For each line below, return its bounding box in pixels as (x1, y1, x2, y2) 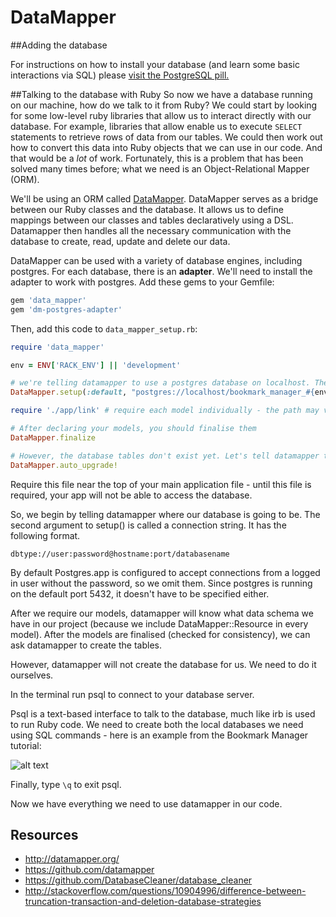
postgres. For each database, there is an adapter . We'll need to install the (10, 265, 313, 277)
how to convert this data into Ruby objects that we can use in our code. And (10, 141, 323, 153)
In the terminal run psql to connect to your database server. (10, 688, 255, 700)
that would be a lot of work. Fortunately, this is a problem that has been (10, 152, 304, 164)
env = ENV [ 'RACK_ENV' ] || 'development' (10, 360, 182, 370)
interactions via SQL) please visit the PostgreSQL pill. (10, 69, 230, 81)
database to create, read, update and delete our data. (10, 235, 231, 247)
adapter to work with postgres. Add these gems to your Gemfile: (10, 276, 275, 288)
